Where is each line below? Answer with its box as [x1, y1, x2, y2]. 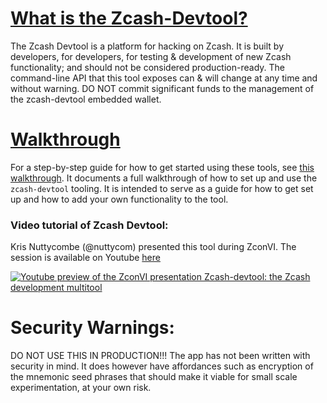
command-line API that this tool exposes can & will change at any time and [10, 72, 318, 84]
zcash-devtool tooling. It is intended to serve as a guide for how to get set [10, 182, 314, 194]
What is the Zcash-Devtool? [10, 7, 248, 30]
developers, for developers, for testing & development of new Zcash [10, 50, 292, 62]
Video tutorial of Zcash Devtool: [10, 218, 169, 232]
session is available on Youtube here [10, 252, 161, 264]
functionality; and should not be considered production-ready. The [10, 61, 285, 73]
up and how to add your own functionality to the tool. [10, 193, 229, 205]
